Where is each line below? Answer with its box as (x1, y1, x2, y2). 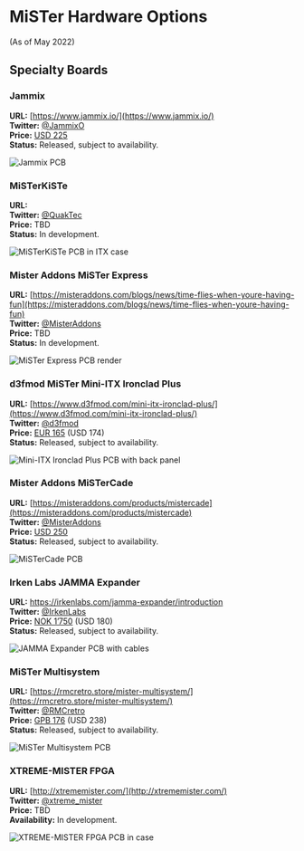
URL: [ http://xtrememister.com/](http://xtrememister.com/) (9, 785, 228, 796)
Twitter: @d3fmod (9, 417, 79, 428)
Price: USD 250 (9, 526, 68, 537)
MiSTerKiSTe (9, 179, 68, 192)
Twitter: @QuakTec (9, 209, 83, 220)
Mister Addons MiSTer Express (9, 269, 148, 282)
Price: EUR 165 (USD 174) (9, 427, 105, 438)
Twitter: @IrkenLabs (9, 607, 87, 617)
